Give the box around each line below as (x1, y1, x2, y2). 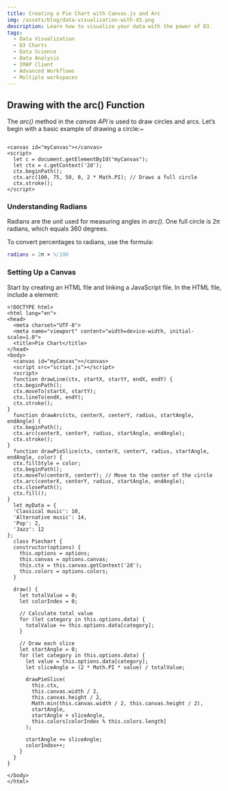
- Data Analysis (13, 55, 60, 62)
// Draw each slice (19, 639, 75, 647)
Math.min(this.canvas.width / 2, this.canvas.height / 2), (31, 700, 204, 707)
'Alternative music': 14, (13, 514, 88, 521)
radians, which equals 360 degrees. (7, 224, 108, 233)
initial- (169, 327, 194, 335)
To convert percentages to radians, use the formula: (7, 238, 154, 246)
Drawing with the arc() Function (7, 99, 145, 110)
